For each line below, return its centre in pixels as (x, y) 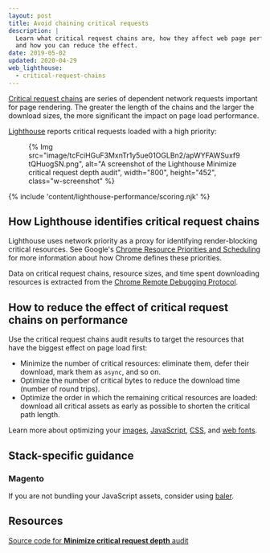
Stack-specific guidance (71, 455)
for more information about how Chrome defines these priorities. (115, 258)
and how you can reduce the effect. (77, 46)
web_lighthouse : (35, 68)
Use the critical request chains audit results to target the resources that (126, 339)
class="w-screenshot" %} (72, 181)
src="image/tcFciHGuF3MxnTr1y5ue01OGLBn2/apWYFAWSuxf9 (134, 155)
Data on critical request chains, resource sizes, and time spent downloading (134, 273)
